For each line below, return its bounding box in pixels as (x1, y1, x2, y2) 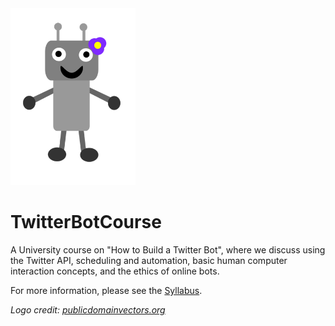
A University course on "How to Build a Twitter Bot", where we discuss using (10, 244, 326, 256)
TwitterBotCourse (10, 211, 162, 234)
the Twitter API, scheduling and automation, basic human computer (10, 255, 288, 267)
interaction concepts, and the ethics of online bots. (10, 265, 220, 277)
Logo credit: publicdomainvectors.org (10, 304, 166, 316)
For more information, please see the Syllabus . (10, 285, 203, 297)
